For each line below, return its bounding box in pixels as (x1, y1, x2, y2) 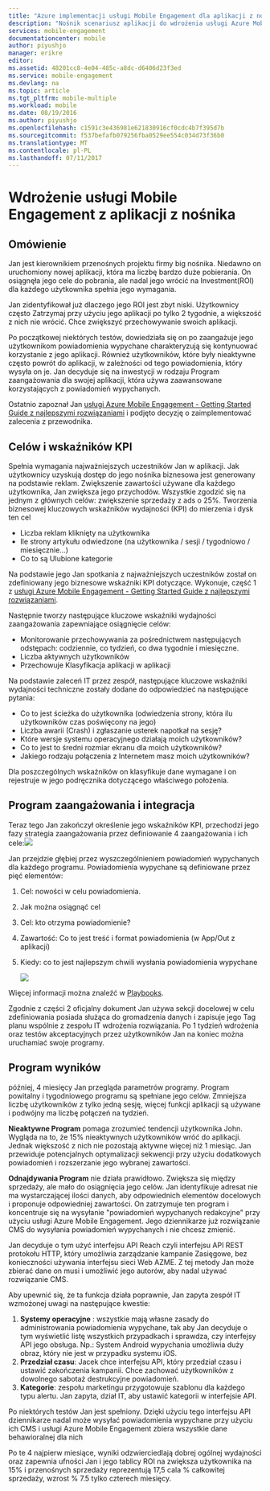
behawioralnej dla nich (8, 1432, 84, 1442)
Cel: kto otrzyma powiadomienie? (19, 918, 131, 927)
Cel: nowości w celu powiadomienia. (19, 886, 141, 896)
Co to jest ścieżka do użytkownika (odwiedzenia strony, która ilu (19, 709, 233, 718)
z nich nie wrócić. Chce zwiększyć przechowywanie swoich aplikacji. (8, 317, 238, 327)
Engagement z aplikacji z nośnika (8, 206, 236, 224)
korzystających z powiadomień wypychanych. (8, 384, 161, 394)
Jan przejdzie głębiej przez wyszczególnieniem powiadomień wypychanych (8, 853, 260, 863)
